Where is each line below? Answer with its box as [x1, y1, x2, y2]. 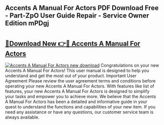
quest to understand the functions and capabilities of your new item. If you [5, 104, 156, 109]
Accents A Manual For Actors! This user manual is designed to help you [5, 68, 149, 73]
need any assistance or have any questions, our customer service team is [5, 109, 154, 115]
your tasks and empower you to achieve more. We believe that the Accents [5, 94, 157, 99]
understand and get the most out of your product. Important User [5, 73, 137, 79]
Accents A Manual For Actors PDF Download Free [5, 4, 159, 12]
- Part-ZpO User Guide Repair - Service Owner [5, 12, 149, 20]
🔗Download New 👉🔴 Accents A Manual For [5, 39, 141, 48]
